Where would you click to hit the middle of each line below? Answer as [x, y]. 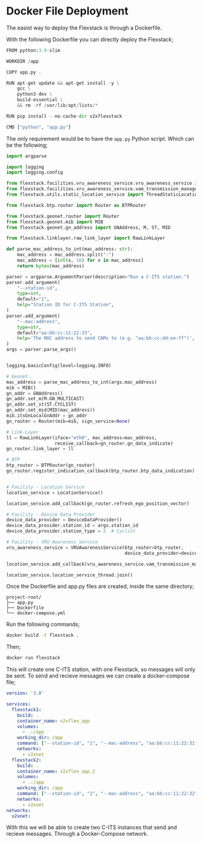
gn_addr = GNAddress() [35, 393]
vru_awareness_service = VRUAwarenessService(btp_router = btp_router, [95, 548]
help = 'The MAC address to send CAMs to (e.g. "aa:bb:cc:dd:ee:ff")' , [106, 338]
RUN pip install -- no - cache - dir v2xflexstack [64, 116]
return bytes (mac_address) [51, 266]
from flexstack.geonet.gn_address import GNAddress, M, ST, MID [88, 227]
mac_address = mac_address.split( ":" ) [66, 255]
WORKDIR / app [23, 61]
